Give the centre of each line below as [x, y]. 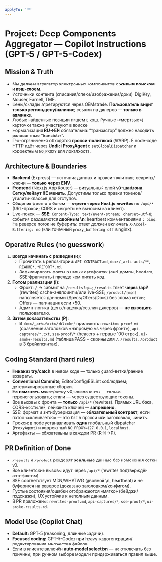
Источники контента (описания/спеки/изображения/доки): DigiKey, [81, 94]
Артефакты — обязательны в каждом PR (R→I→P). [64, 433]
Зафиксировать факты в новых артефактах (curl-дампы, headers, [86, 272]
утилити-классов [30, 198]
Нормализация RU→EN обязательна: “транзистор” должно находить [83, 130]
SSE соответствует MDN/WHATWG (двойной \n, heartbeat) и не [77, 480]
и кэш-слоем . [27, 89]
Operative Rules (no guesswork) [55, 245]
